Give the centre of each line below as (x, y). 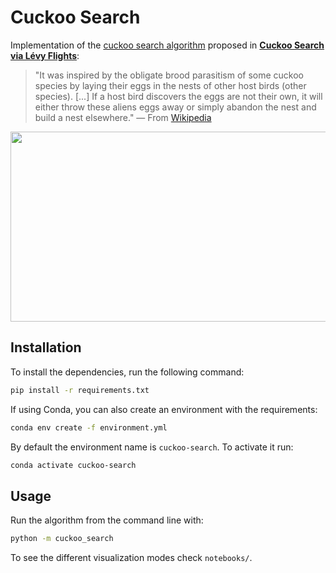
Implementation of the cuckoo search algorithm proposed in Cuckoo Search (167, 45)
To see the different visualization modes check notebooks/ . (131, 558)
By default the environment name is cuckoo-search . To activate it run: (152, 447)
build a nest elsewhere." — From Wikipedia (123, 117)
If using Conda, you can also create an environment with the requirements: (164, 409)
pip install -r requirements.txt (80, 390)
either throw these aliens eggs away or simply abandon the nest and (175, 107)
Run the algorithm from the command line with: (107, 520)
